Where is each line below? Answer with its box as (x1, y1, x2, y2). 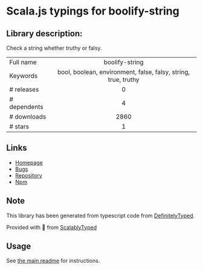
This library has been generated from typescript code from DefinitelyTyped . (6, 212, 195, 219)
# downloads (9, 113, 47, 120)
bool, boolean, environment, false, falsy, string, (57, 68, 190, 76)
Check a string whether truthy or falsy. (6, 44, 102, 51)
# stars (9, 122, 29, 131)
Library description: (6, 28, 83, 39)
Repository (14, 171, 42, 179)
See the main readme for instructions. (6, 257, 100, 265)
